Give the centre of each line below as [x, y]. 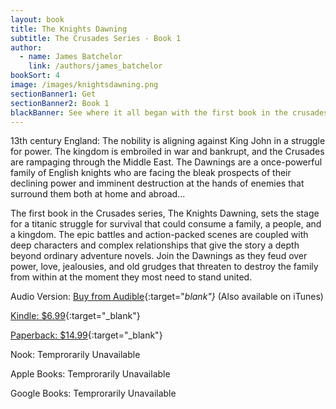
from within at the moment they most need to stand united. [131, 277]
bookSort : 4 [35, 76]
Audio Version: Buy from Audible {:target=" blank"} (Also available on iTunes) [167, 297]
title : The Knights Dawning [69, 29]
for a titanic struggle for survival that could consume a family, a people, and [166, 224]
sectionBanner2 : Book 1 [60, 103]
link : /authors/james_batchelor [95, 66]
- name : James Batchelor [71, 57]
